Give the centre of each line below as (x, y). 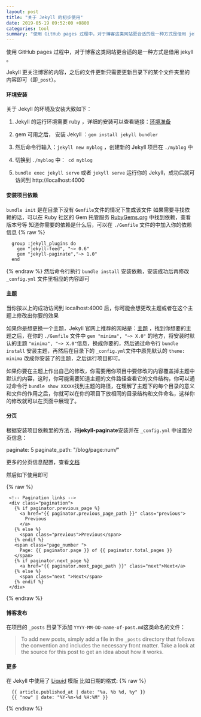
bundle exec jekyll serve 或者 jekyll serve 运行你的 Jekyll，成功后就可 (105, 173)
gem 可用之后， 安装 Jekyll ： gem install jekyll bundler (86, 134)
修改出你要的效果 (37, 315)
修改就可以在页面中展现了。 (45, 401)
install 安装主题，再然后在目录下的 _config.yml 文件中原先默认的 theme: (96, 350)
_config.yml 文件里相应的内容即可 (48, 278)
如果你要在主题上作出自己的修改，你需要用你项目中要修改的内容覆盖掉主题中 (100, 371)
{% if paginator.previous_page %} (57, 508)
